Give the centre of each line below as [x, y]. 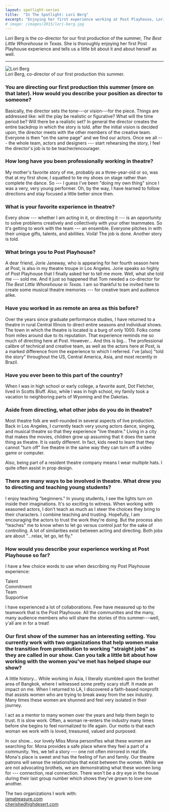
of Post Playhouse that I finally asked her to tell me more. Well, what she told [84, 274]
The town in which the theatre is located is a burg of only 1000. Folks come [83, 330]
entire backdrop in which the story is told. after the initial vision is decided [82, 127]
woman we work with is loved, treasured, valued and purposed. [71, 731]
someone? [18, 100]
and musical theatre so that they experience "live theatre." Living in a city [81, 432]
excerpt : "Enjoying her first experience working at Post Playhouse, [80, 19]
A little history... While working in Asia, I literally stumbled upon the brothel [82, 679]
